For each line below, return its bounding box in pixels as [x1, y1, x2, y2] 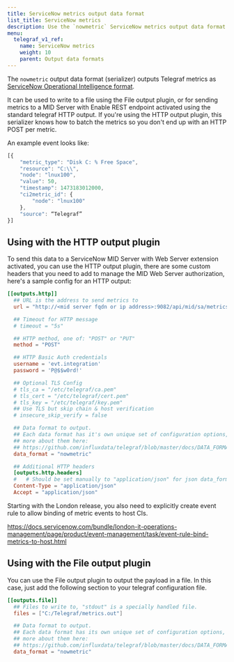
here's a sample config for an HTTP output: [7, 277, 132, 286]
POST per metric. [7, 125, 57, 133]
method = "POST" [13, 341, 61, 348]
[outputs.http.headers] [13, 470, 82, 477]
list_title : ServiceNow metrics [7, 17, 101, 24]
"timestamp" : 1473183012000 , [19, 185, 104, 192]
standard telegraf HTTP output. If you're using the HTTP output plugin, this [7, 110, 222, 118]
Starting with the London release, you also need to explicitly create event [7, 501, 217, 509]
